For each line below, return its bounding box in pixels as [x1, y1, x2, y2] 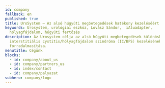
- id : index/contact [9, 66, 52, 71]
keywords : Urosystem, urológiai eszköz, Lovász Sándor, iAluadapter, [5, 25, 153, 30]
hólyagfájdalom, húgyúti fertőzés [9, 30, 80, 35]
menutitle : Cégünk [5, 48, 43, 53]
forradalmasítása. [9, 44, 48, 48]
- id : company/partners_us [9, 62, 65, 66]
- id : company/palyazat [9, 71, 58, 76]
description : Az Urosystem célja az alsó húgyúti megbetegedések [5, 35, 141, 40]
